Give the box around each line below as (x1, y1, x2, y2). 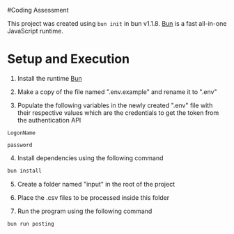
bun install (7, 167, 42, 174)
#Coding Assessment (7, 6, 69, 14)
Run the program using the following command (17, 207, 153, 215)
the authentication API (17, 116, 81, 124)
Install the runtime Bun (17, 74, 82, 82)
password (7, 141, 33, 148)
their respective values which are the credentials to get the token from (17, 108, 219, 117)
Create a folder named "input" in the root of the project (17, 180, 175, 188)
